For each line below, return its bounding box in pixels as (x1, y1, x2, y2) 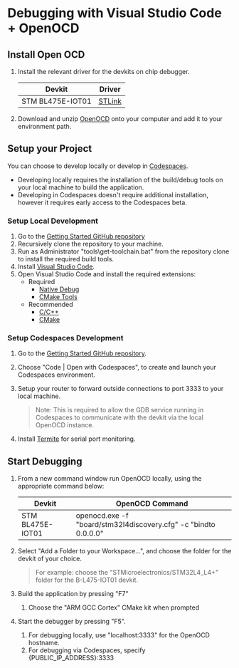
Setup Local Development (7, 216, 98, 226)
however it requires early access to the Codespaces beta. (17, 198, 187, 207)
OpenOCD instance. (35, 421, 95, 429)
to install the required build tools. (17, 255, 115, 263)
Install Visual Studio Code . (17, 262, 95, 271)
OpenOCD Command (115, 499, 188, 508)
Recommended (28, 301, 73, 309)
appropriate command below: (17, 482, 105, 491)
